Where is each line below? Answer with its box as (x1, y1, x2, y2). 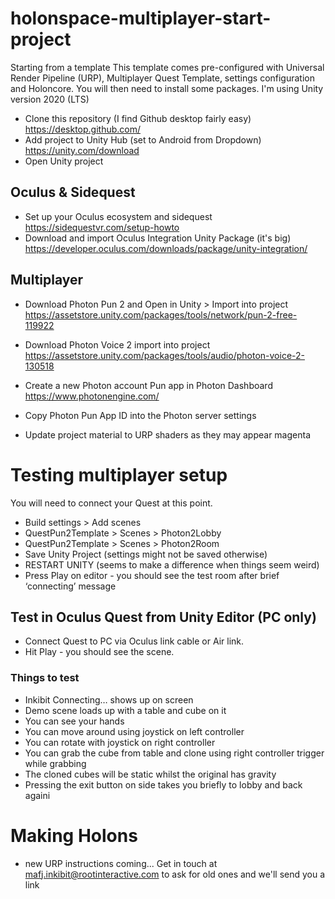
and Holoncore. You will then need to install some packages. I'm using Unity (10, 82, 324, 94)
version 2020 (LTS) (10, 93, 90, 105)
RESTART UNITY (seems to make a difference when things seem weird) (24, 558, 320, 571)
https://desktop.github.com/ (24, 123, 141, 135)
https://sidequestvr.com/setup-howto (24, 221, 180, 233)
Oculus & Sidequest (10, 184, 136, 201)
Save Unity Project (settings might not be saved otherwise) (24, 548, 268, 560)
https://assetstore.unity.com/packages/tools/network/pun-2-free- (24, 308, 298, 321)
